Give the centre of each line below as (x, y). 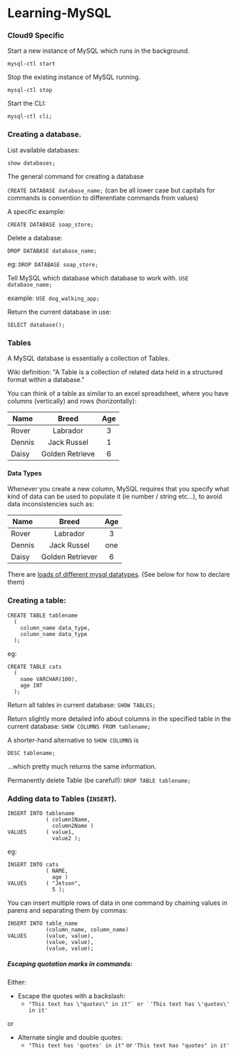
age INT (31, 685)
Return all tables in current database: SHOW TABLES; (82, 704)
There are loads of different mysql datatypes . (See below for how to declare (119, 575)
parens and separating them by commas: (68, 910)
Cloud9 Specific (36, 36)
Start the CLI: (27, 103)
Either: (17, 982)
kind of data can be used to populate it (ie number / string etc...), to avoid (115, 496)
